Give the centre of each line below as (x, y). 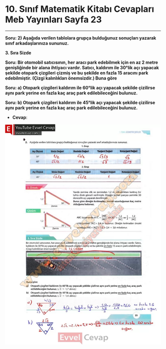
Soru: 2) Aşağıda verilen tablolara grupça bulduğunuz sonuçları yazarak (81, 38)
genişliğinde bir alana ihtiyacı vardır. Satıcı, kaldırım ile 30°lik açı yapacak (82, 67)
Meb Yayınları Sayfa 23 (54, 20)
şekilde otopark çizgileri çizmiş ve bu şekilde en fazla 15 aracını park (77, 73)
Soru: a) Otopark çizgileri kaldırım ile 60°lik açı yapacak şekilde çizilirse (80, 87)
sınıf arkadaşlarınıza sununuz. (37, 43)
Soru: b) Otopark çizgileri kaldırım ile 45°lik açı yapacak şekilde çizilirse (80, 102)
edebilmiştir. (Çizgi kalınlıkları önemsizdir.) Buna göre (61, 78)
